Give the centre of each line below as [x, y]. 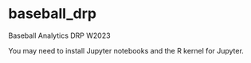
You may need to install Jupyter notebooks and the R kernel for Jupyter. [126, 50]
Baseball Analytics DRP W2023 [59, 35]
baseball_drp [53, 14]
